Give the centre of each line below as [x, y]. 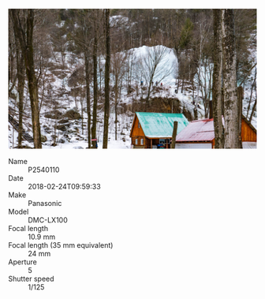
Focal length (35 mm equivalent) [61, 245]
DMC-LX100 [48, 220]
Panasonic [45, 203]
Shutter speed [31, 278]
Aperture [22, 262]
